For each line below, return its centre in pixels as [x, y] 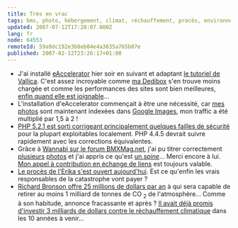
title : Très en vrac [38, 14]
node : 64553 [25, 40]
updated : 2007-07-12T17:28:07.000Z [60, 27]
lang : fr [20, 34]
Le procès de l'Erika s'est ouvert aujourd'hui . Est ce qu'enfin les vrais [119, 171]
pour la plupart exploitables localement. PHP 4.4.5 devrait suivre [112, 133]
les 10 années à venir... [51, 218]
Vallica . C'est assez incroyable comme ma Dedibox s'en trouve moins [119, 81]
